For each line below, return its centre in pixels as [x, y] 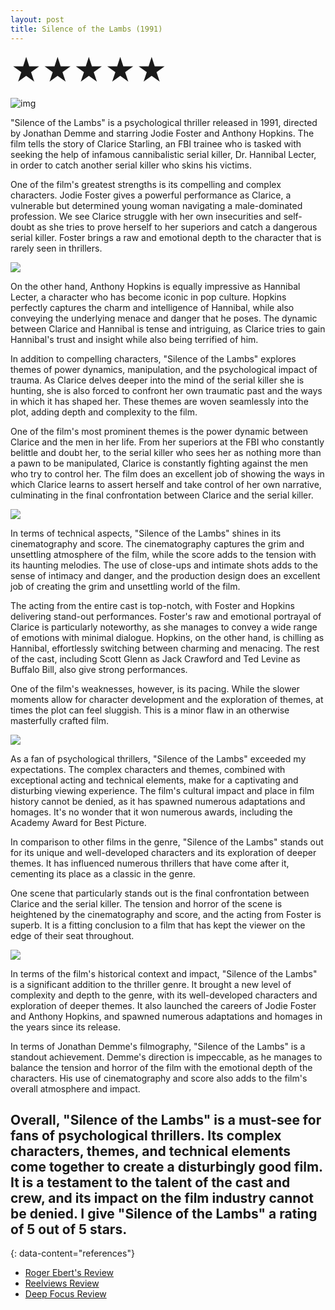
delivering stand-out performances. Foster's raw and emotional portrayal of [166, 616]
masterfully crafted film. [59, 720]
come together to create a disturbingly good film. [166, 1166]
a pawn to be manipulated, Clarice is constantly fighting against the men [159, 463]
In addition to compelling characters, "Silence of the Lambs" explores [153, 358]
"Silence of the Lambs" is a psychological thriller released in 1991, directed [164, 122]
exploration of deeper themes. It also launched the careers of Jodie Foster [163, 1005]
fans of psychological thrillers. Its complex [146, 1135]
